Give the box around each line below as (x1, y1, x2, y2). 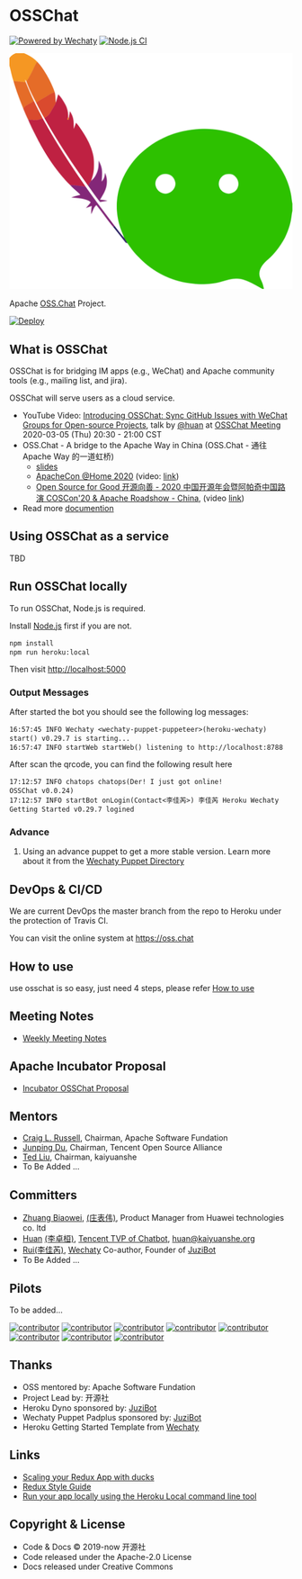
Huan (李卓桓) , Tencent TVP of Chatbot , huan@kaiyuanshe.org (22, 1233, 255, 1244)
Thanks (9, 1358, 53, 1373)
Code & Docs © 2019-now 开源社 (22, 1541, 147, 1553)
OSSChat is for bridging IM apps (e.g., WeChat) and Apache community (9, 365, 275, 376)
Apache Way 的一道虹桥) (22, 451, 115, 462)
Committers (9, 1187, 78, 1203)
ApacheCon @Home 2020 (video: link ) (35, 471, 180, 482)
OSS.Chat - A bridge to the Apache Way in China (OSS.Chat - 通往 (22, 440, 268, 451)
